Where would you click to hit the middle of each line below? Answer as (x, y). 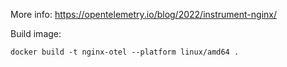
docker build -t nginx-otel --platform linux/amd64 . (125, 52)
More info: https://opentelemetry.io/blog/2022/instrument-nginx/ (143, 14)
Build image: (36, 33)
